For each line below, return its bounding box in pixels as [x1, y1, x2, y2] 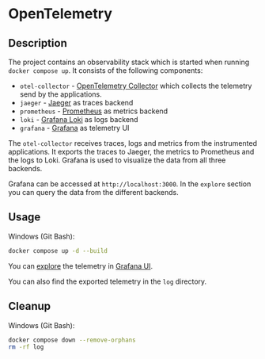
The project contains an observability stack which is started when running [8, 57, 250, 67]
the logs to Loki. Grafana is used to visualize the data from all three [8, 155, 226, 165]
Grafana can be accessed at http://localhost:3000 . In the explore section [8, 179, 252, 189]
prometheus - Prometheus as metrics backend [19, 106, 168, 116]
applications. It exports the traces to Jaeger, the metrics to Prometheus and [8, 147, 255, 156]
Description [8, 36, 67, 50]
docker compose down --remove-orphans [8, 336, 136, 344]
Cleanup [8, 300, 51, 313]
